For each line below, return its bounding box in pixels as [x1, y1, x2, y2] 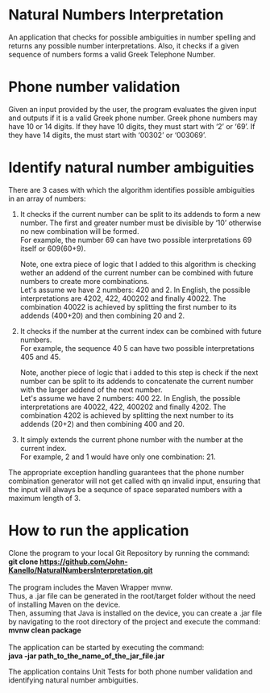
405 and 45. [19, 352, 61, 361]
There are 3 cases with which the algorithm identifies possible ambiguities [8, 185, 255, 194]
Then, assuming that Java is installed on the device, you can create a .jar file [8, 607, 263, 618]
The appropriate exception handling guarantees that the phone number [8, 467, 244, 477]
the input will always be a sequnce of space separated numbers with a [8, 484, 243, 494]
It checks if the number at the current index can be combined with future [19, 326, 262, 336]
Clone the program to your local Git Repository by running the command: [8, 548, 250, 557]
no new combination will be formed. [19, 226, 139, 236]
